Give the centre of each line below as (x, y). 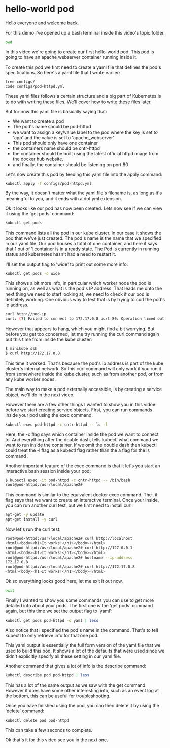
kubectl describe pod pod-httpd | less (47, 675)
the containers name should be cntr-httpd (56, 148)
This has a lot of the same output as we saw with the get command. (76, 685)
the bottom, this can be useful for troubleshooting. (58, 696)
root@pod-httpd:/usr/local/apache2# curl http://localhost (69, 539)
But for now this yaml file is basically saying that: (56, 111)
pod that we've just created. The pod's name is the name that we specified (83, 238)
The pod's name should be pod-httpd (52, 126)
